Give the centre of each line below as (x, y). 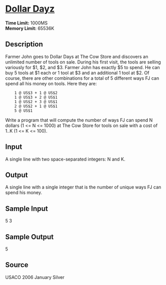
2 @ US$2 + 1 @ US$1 (36, 106)
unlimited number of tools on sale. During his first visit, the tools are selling (83, 62)
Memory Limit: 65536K (30, 28)
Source (17, 265)
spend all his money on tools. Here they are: (51, 83)
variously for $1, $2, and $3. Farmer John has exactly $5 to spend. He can (83, 67)
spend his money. (24, 193)
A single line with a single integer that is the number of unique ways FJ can (83, 187)
